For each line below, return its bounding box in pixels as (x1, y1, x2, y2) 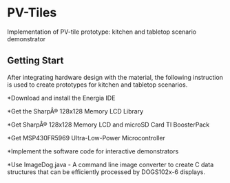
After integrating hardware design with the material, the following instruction (7, 73, 224, 81)
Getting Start (7, 55, 64, 67)
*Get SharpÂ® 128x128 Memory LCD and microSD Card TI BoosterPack (7, 120, 210, 129)
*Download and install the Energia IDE (7, 94, 116, 102)
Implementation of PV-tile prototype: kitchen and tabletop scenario (7, 28, 197, 36)
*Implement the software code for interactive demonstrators (7, 147, 179, 155)
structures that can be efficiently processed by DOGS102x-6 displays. (7, 167, 205, 176)
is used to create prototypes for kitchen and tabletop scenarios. (7, 80, 188, 89)
